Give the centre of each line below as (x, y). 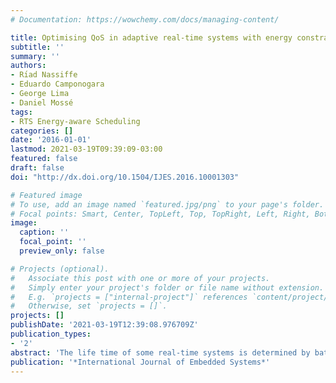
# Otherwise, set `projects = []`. (89, 306)
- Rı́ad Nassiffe (44, 75)
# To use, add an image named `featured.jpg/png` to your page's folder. (167, 204)
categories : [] (42, 131)
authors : (28, 66)
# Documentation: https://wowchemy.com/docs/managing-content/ (145, 19)
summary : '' (35, 56)
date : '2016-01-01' (51, 140)
